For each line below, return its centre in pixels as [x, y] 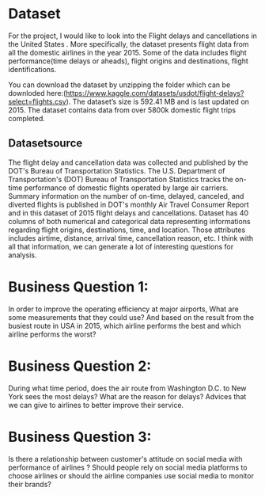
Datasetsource [45, 143]
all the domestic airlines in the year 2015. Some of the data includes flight [127, 52]
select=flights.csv [37, 101]
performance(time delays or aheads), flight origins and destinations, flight [129, 61]
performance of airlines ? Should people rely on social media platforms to [128, 467]
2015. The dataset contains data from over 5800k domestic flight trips [122, 110]
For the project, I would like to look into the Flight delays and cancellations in [132, 36]
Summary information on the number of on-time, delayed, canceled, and [126, 196]
